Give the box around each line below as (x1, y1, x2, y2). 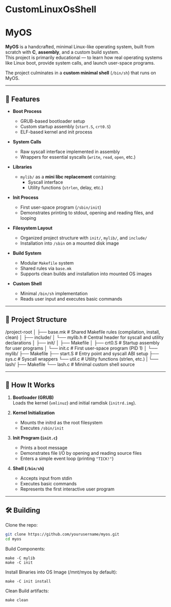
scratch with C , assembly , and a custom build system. (5, 49, 120, 55)
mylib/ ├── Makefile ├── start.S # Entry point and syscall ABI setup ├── (5, 350, 159, 357)
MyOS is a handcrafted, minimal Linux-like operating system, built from (5, 44, 155, 50)
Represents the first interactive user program (20, 486, 115, 492)
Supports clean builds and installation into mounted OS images (20, 271, 152, 277)
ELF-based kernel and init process (20, 129, 93, 135)
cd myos (5, 537, 22, 542)
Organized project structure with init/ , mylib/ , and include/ (20, 235, 148, 241)
